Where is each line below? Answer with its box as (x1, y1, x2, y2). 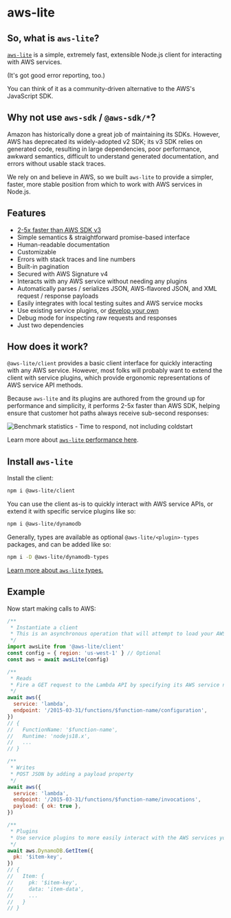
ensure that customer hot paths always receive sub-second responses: (7, 409, 209, 418)
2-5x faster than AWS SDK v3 (16, 225, 102, 234)
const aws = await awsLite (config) (7, 656, 109, 663)
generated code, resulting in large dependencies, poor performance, (7, 145, 202, 153)
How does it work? (7, 341, 89, 353)
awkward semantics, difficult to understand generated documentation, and (7, 152, 219, 160)
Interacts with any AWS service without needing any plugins (16, 277, 188, 285)
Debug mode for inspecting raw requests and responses (16, 314, 177, 322)
